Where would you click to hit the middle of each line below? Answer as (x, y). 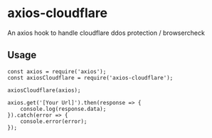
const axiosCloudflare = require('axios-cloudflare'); (90, 78)
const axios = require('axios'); (57, 71)
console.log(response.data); (63, 109)
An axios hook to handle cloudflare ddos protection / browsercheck (106, 33)
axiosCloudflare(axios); (44, 90)
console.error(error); (54, 121)
